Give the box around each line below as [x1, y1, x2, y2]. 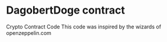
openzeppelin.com [6, 29, 52, 36]
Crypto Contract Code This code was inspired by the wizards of [6, 23, 161, 30]
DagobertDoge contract [6, 4, 125, 17]
